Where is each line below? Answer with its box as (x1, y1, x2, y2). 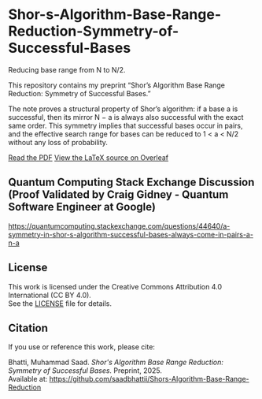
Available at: (8, 375, 48, 384)
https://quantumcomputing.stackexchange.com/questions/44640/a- (8, 221, 231, 230)
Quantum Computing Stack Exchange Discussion (8, 176, 255, 189)
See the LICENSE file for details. (8, 298, 113, 308)
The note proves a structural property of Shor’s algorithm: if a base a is (8, 104, 238, 114)
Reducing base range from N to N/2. (8, 65, 126, 74)
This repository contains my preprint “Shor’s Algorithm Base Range (8, 80, 226, 90)
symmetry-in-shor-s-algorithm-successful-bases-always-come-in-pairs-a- (8, 229, 254, 239)
